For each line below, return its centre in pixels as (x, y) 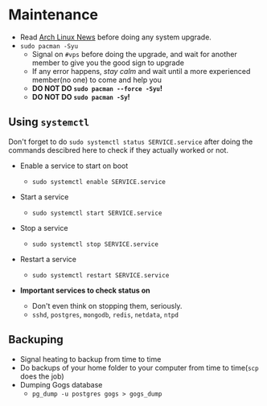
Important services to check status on (85, 290)
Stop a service (44, 228)
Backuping (36, 340)
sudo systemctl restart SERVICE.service (101, 275)
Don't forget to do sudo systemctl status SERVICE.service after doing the (131, 141)
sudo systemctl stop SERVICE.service (95, 244)
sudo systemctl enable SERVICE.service (99, 182)
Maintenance (53, 15)
